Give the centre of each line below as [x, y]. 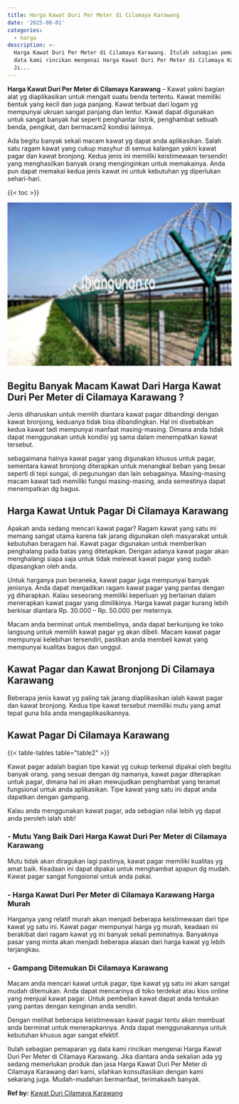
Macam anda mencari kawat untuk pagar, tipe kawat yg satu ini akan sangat [118, 983]
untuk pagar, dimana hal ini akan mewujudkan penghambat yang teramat [114, 781]
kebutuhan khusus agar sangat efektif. [63, 1035]
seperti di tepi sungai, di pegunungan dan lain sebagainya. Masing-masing [117, 474]
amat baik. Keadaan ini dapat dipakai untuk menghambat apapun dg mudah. [119, 868]
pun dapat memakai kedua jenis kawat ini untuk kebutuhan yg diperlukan [114, 171]
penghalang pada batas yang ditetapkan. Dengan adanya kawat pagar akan [118, 551]
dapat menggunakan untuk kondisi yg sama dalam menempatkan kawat [113, 437]
